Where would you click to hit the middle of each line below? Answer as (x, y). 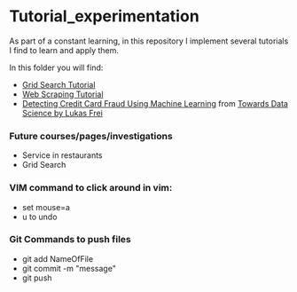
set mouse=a (46, 207)
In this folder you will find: (56, 67)
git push (37, 278)
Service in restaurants (63, 155)
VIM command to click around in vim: (91, 188)
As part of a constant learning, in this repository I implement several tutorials (149, 41)
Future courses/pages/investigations (91, 136)
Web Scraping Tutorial (63, 94)
